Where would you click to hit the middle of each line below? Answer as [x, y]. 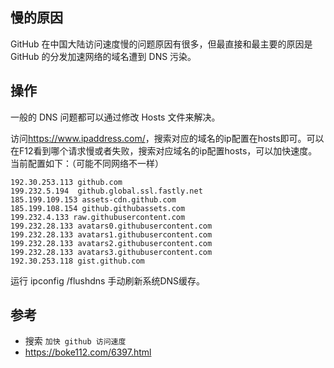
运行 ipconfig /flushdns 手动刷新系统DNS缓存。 [108, 280]
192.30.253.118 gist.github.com [77, 261]
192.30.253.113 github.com [66, 182]
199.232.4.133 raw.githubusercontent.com [98, 217]
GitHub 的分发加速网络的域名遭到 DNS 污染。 [103, 56]
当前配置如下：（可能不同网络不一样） [87, 163]
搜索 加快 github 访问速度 [75, 341]
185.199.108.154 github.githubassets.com [98, 208]
